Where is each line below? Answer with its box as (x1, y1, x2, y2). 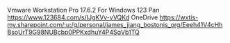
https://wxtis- (159, 13, 199, 21)
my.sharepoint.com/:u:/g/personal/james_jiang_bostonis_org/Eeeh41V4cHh (7, 21, 223, 28)
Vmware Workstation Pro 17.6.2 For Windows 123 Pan (7, 6, 160, 14)
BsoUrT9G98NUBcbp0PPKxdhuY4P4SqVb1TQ (7, 28, 140, 36)
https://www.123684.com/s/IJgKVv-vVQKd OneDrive (7, 13, 158, 21)
